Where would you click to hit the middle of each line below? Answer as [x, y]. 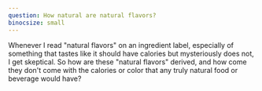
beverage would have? [45, 78]
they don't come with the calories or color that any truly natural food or [123, 70]
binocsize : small [37, 23]
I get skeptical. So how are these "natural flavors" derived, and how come [127, 62]
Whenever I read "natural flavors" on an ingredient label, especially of [121, 45]
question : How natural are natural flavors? [82, 15]
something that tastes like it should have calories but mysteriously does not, [131, 53]
